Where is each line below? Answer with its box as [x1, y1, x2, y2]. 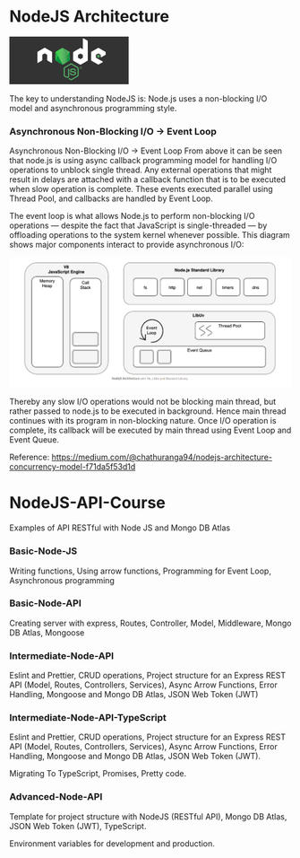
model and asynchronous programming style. [9, 102, 177, 113]
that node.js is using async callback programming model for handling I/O [9, 155, 278, 166]
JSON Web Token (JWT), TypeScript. [9, 820, 147, 831]
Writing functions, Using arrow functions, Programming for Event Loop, [9, 565, 271, 576]
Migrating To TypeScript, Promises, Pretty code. [9, 768, 186, 779]
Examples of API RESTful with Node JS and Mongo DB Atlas [9, 522, 231, 533]
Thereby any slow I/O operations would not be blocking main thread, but [9, 397, 277, 407]
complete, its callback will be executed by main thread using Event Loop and [9, 425, 292, 436]
